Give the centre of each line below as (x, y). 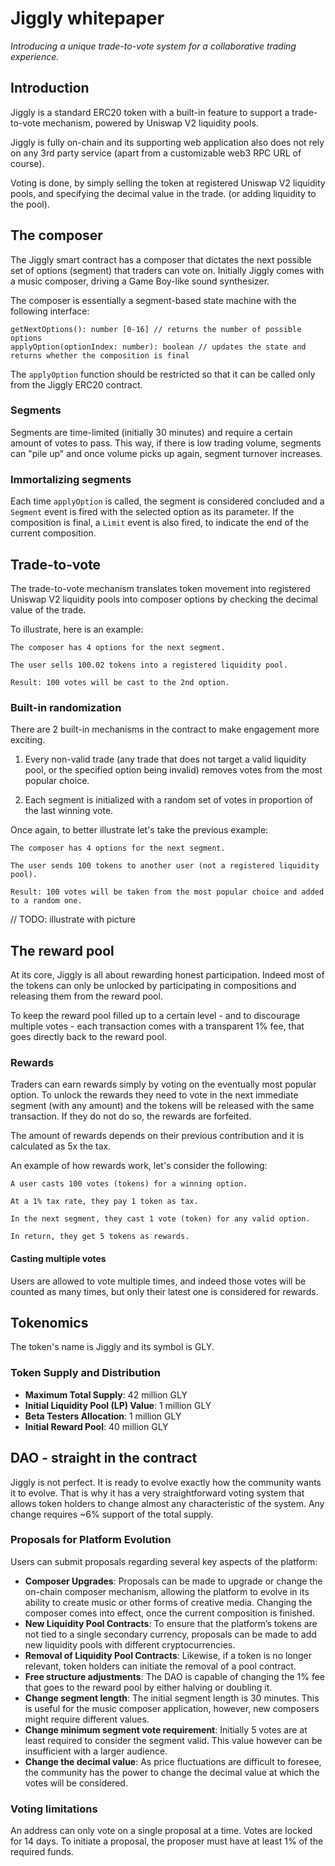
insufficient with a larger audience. (96, 1751)
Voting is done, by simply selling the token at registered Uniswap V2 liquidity (168, 183)
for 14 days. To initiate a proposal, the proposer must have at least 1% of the (167, 1841)
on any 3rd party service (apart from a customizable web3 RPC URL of (156, 153)
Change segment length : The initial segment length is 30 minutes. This (172, 1698)
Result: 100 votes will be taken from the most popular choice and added (167, 892)
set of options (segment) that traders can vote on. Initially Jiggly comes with (167, 270)
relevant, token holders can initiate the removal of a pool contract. (160, 1666)
